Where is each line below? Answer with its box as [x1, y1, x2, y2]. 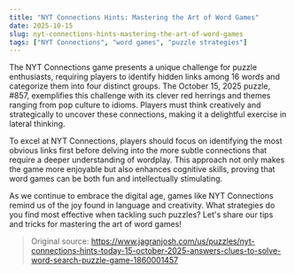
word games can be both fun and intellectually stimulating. [9, 174, 223, 184]
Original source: [30, 236, 90, 247]
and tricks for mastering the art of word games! [9, 219, 182, 230]
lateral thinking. [9, 119, 66, 129]
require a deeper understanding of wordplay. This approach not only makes [9, 154, 285, 165]
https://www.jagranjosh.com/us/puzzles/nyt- [90, 236, 255, 247]
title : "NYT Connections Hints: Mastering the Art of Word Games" [9, 12, 260, 22]
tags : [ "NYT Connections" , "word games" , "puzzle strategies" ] [9, 37, 248, 47]
